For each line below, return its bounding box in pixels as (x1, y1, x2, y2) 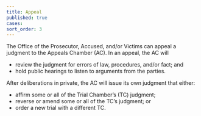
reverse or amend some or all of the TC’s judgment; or (15, 98, 151, 105)
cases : (6, 20, 23, 26)
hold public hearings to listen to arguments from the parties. (15, 68, 166, 75)
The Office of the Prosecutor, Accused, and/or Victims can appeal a (6, 43, 177, 50)
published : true (6, 15, 48, 21)
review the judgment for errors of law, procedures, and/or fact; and (15, 61, 184, 68)
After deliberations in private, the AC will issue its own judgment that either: (6, 79, 196, 87)
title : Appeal (6, 9, 43, 15)
